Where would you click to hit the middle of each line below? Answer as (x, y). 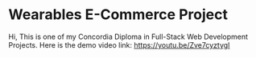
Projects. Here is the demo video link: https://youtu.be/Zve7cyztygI (119, 44)
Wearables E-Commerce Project (118, 15)
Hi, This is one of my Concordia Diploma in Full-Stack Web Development (128, 37)
